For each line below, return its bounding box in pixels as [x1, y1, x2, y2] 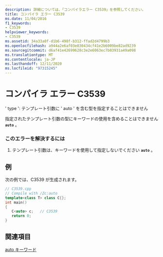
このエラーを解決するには [5, 135, 65, 142]
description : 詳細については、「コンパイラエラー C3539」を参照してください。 [5, 7, 146, 12]
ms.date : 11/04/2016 [5, 16, 47, 21]
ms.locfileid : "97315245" [5, 66, 57, 71]
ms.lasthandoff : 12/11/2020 [5, 61, 62, 66]
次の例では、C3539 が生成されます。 [5, 177, 79, 183]
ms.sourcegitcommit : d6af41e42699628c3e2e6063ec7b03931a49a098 [5, 48, 136, 53]
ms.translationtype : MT [5, 52, 54, 57]
